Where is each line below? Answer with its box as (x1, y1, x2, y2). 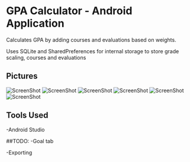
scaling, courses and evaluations (6, 54, 86, 61)
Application (6, 17, 65, 30)
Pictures (6, 71, 38, 81)
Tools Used (6, 111, 49, 121)
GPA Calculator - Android (6, 4, 133, 18)
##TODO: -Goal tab (6, 137, 54, 144)
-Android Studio (6, 126, 46, 133)
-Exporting (6, 149, 33, 156)
